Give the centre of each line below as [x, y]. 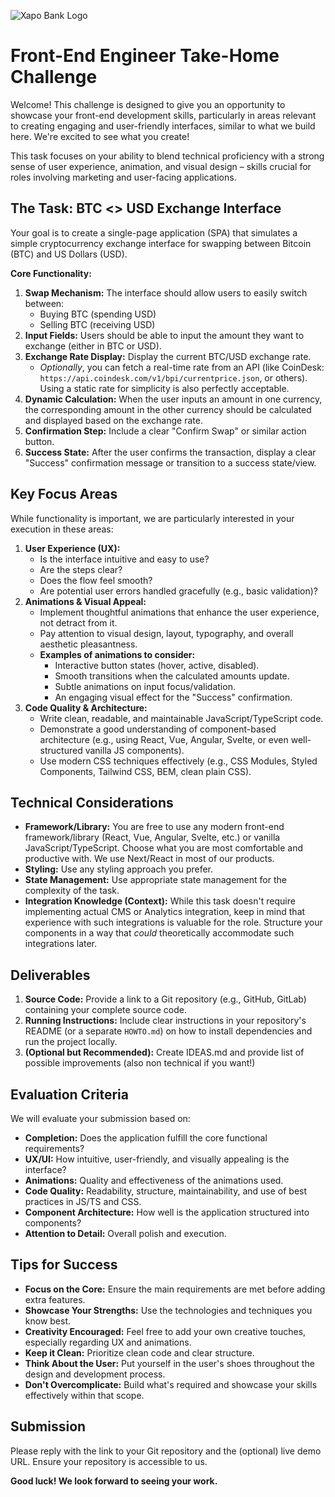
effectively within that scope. [84, 1395]
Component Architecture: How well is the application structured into [167, 1212]
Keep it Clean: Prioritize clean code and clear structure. [139, 1352]
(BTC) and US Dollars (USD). [69, 254]
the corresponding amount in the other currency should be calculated [168, 409]
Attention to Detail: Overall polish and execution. [125, 1233]
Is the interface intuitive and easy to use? [124, 559]
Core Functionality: [51, 273]
